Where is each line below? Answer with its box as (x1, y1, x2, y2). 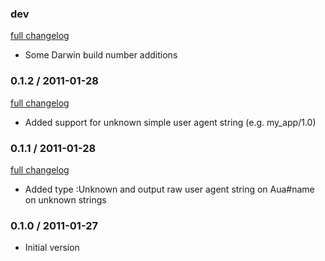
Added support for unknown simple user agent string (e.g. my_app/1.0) (24, 116, 317, 128)
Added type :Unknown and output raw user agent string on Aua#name (24, 183, 315, 195)
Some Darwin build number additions (24, 49, 178, 61)
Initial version (24, 242, 80, 254)
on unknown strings (24, 193, 107, 206)
